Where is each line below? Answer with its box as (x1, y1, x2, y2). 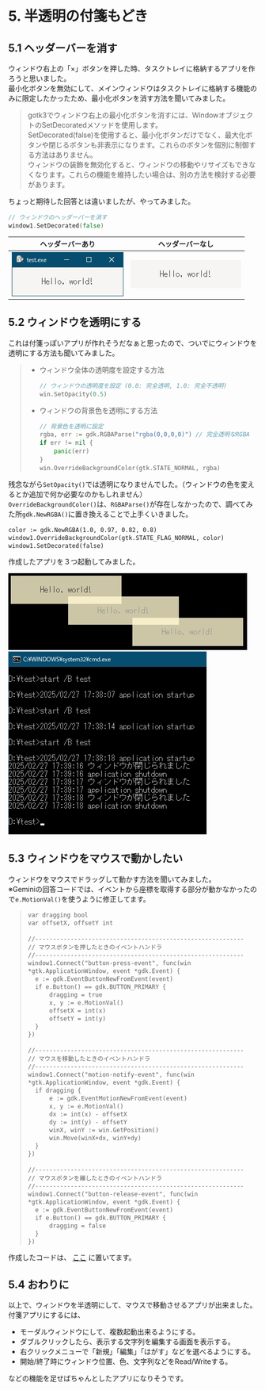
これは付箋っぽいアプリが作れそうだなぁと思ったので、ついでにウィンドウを (8, 338, 258, 347)
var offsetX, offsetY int (27, 919, 113, 927)
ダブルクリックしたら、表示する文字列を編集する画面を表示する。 (19, 1337, 235, 1346)
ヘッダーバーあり (40, 239, 96, 249)
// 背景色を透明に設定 (39, 422, 104, 431)
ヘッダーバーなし (157, 239, 214, 249)
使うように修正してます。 (68, 894, 150, 904)
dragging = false (48, 1222, 107, 1230)
